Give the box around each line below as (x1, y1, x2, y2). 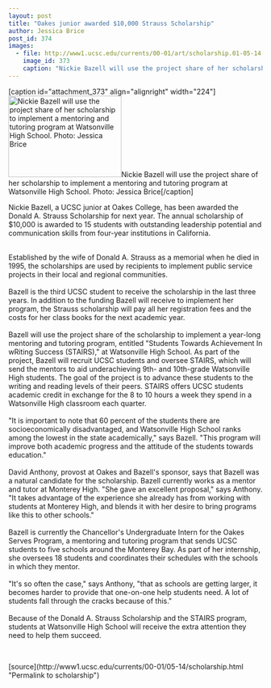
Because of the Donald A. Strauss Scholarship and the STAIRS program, (8, 613, 248, 623)
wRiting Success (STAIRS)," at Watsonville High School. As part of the (8, 347, 240, 357)
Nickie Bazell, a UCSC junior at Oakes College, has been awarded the (8, 202, 240, 212)
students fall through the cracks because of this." (8, 596, 173, 606)
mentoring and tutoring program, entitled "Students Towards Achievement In (8, 338, 263, 348)
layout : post (8, 11, 52, 20)
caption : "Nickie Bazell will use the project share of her (23, 65, 229, 73)
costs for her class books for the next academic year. (8, 312, 186, 322)
